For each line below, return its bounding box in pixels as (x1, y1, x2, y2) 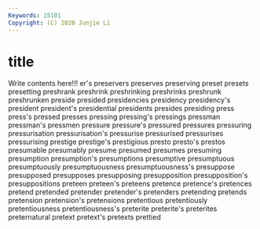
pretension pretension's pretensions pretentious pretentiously (8, 196, 208, 205)
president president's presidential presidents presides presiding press (8, 104, 235, 113)
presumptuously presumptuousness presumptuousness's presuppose (8, 162, 236, 172)
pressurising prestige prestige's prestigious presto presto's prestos (8, 137, 225, 146)
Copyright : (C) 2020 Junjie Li (8, 19, 111, 27)
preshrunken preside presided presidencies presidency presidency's (8, 95, 231, 105)
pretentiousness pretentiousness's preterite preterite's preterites (8, 204, 218, 213)
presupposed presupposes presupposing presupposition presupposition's (8, 171, 248, 180)
